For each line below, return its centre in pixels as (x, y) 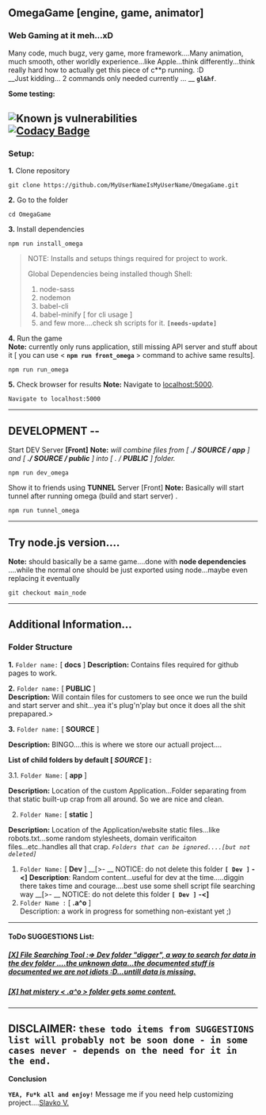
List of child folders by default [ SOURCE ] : (80, 759)
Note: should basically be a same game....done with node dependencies (127, 561)
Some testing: (32, 94)
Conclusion (28, 1079)
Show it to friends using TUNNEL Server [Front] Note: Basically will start (126, 488)
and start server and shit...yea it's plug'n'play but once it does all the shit (127, 705)
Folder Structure (40, 648)
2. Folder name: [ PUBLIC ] (52, 688)
